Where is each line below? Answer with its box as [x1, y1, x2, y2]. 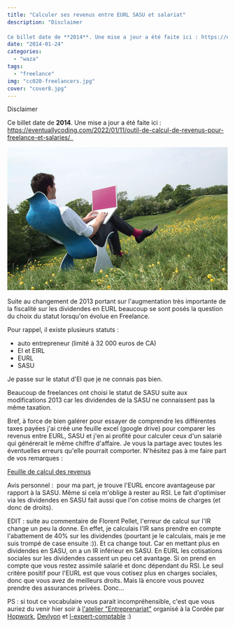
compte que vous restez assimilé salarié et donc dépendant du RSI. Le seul [7, 561, 224, 570]
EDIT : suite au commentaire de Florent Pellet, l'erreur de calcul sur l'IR [7, 517, 211, 526]
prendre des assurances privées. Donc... [7, 584, 124, 592]
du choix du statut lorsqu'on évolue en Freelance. [7, 312, 150, 321]
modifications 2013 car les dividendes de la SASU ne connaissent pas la [7, 396, 215, 405]
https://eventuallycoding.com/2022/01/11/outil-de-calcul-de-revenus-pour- [7, 126, 224, 134]
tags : [7, 63, 23, 70]
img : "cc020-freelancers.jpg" [7, 78, 96, 85]
